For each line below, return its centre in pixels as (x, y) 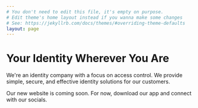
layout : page (23, 29)
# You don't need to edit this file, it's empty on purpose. (85, 12)
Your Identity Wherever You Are (88, 59)
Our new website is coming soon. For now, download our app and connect (99, 94)
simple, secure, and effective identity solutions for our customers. (88, 81)
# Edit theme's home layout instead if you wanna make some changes (94, 17)
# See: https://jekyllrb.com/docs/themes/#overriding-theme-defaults (96, 23)
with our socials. (27, 100)
